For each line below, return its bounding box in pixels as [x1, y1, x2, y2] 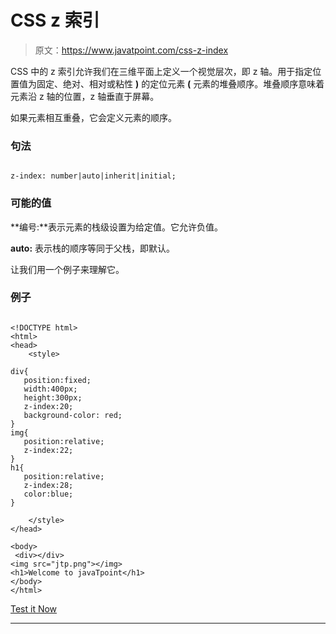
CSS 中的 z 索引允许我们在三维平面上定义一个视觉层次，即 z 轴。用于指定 [10, 65, 313, 77]
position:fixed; [23, 375, 92, 385]
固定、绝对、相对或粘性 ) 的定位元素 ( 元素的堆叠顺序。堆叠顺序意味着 [36, 77, 325, 90]
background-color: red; [23, 410, 123, 420]
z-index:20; [23, 401, 74, 411]
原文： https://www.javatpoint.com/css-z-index [34, 44, 229, 56]
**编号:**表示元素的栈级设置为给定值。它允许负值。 [10, 221, 224, 233]
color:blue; [23, 489, 74, 499]
